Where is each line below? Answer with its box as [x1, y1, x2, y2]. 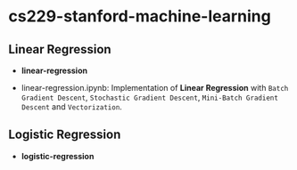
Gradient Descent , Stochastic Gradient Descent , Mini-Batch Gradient [21, 92, 278, 102]
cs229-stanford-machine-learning [8, 6, 271, 27]
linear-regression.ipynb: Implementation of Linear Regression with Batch [21, 83, 289, 93]
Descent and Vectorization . [21, 101, 122, 112]
